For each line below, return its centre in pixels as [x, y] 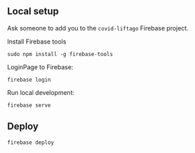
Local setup [33, 11]
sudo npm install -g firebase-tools [60, 54]
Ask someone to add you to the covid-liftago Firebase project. [98, 28]
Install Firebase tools [37, 42]
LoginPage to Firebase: [40, 67]
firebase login [29, 80]
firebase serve [29, 105]
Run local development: [41, 92]
